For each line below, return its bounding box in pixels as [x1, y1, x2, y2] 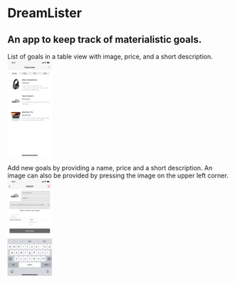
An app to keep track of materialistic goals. [7, 34, 202, 46]
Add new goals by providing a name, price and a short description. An [7, 164, 213, 173]
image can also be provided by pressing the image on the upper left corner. [7, 171, 229, 180]
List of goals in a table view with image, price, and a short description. [7, 52, 214, 61]
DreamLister [7, 5, 82, 21]
